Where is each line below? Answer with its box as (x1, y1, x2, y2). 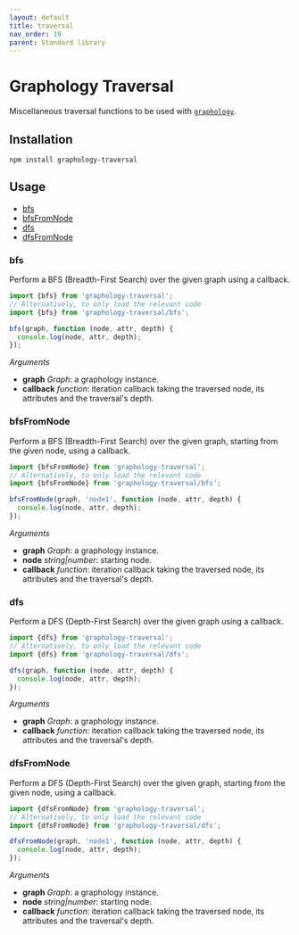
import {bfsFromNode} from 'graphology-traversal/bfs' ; (9, 479, 221, 488)
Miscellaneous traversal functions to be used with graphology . (9, 106, 237, 117)
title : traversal (9, 21, 74, 30)
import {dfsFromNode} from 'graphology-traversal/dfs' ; (9, 821, 221, 830)
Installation (9, 131, 73, 147)
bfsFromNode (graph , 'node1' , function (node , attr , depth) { (9, 495, 242, 504)
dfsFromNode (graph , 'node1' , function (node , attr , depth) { (9, 837, 242, 846)
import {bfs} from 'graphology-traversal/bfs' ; (9, 308, 190, 317)
